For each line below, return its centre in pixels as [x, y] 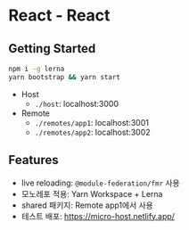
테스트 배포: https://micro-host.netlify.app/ [98, 216]
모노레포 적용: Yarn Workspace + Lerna [92, 193]
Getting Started [52, 49]
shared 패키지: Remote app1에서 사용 [87, 205]
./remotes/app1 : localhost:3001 [91, 122]
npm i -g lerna [37, 69]
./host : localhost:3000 [77, 103]
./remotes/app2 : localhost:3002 [92, 132]
